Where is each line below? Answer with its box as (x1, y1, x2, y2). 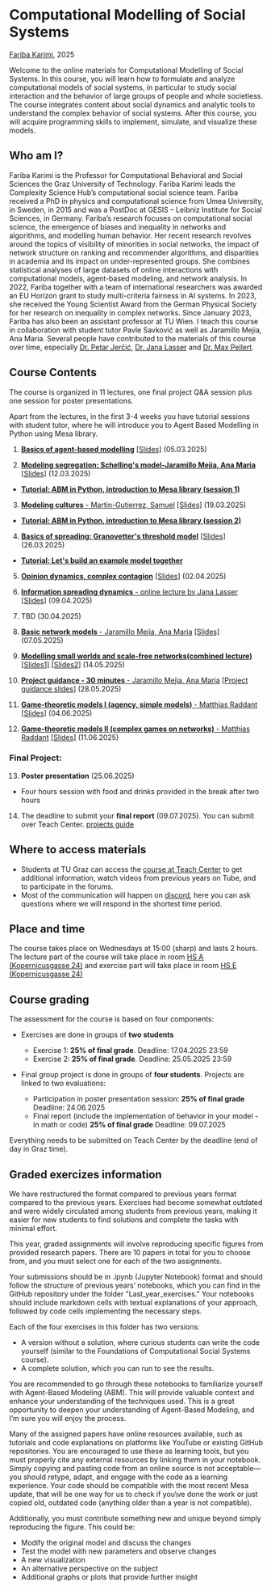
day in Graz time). (9, 1144, 69, 1154)
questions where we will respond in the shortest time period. (20, 899, 223, 908)
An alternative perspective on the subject (20, 1563, 158, 1574)
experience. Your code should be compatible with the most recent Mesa (9, 1481, 249, 1491)
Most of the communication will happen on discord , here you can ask (20, 890, 251, 899)
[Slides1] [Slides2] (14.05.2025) (20, 659, 126, 669)
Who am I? (9, 149, 64, 163)
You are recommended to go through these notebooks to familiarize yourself (9, 1379, 264, 1389)
